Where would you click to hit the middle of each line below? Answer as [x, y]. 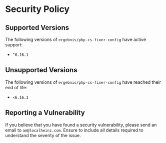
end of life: [16, 87]
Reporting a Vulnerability [45, 113]
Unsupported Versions [41, 70]
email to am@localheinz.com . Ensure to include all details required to [74, 130]
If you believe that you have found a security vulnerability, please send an [81, 125]
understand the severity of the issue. [43, 135]
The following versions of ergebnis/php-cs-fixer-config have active [76, 39]
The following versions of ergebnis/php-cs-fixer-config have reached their [83, 82]
